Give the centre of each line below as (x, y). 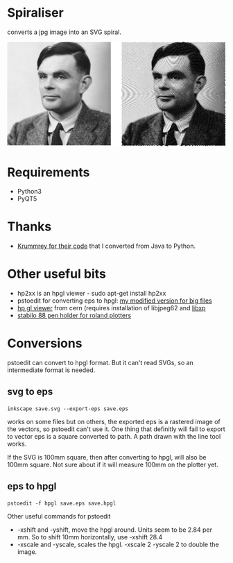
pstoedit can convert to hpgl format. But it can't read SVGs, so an (101, 363)
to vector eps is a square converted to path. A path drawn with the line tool (114, 436)
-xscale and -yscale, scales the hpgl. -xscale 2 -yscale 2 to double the (118, 544)
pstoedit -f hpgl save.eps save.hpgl (62, 503)
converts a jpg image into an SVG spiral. (64, 32)
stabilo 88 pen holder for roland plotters (74, 316)
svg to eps (30, 392)
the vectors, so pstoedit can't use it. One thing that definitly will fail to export (116, 429)
